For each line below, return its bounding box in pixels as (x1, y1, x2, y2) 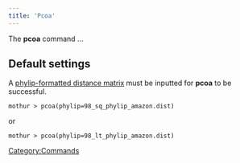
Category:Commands (8, 146, 80, 156)
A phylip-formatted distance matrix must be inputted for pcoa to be (8, 78, 232, 88)
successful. (8, 87, 47, 96)
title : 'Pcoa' (8, 11, 56, 20)
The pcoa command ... (8, 34, 84, 43)
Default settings (8, 57, 91, 71)
